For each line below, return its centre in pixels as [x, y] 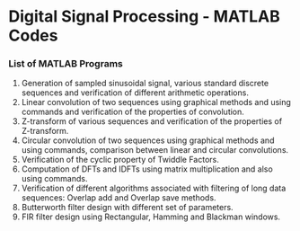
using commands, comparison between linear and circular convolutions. [155, 150]
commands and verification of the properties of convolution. [132, 112]
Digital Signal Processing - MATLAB [144, 17]
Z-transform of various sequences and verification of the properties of [152, 121]
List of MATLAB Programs [66, 64]
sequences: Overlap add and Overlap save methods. [119, 198]
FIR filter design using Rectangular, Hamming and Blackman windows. [150, 217]
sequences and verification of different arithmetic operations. [135, 93]
